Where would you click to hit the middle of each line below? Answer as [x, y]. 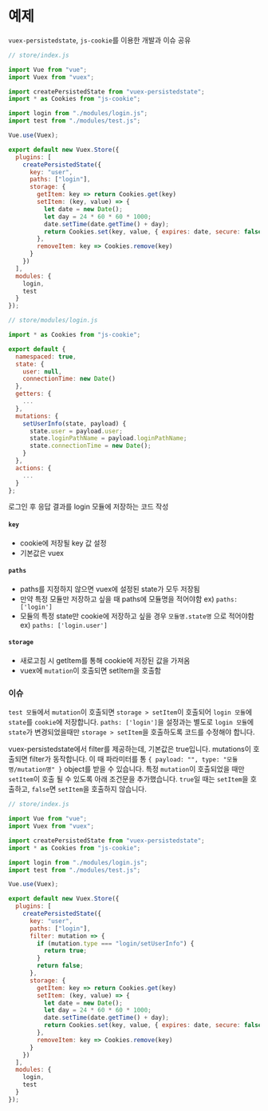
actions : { [33, 468]
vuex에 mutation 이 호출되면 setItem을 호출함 [91, 671]
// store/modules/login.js [53, 321]
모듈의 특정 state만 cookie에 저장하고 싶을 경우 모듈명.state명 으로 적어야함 [137, 616]
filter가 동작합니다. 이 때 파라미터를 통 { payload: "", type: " [128, 759]
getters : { [33, 394]
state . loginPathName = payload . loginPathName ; [108, 438]
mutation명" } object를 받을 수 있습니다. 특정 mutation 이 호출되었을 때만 [131, 769]
